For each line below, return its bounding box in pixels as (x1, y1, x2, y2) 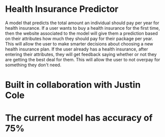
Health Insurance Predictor (5, 3, 119, 15)
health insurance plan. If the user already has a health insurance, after (5, 46, 148, 52)
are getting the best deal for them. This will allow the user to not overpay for (5, 56, 161, 62)
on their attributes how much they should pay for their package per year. (5, 36, 154, 42)
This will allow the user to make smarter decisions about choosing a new (5, 41, 154, 46)
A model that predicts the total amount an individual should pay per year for (5, 20, 160, 26)
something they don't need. (5, 62, 61, 68)
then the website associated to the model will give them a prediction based (5, 30, 158, 36)
